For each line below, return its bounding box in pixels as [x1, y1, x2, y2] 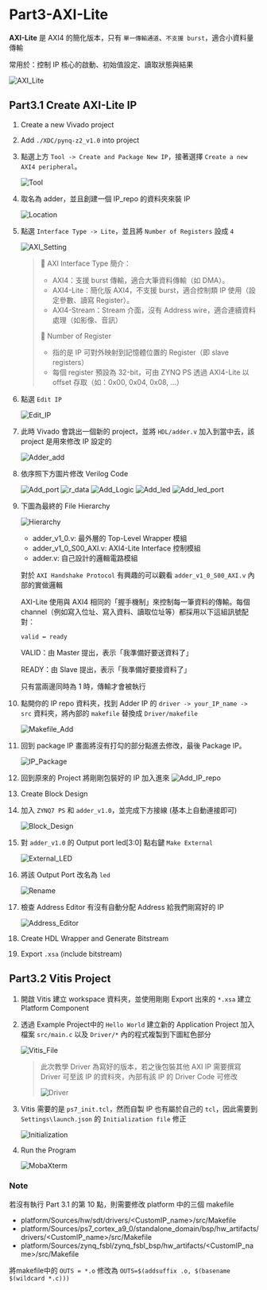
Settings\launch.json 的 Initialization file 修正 [20, 1113, 187, 1123]
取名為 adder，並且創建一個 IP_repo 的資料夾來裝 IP [20, 193, 191, 204]
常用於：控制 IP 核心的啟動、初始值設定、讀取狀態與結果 [9, 60, 194, 69]
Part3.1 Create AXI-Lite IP [9, 99, 137, 112]
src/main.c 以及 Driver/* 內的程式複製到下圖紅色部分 [36, 1029, 211, 1039]
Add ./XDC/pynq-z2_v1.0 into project [20, 135, 140, 145]
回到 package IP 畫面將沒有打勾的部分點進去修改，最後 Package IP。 [20, 740, 246, 750]
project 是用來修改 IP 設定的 [20, 436, 112, 446]
